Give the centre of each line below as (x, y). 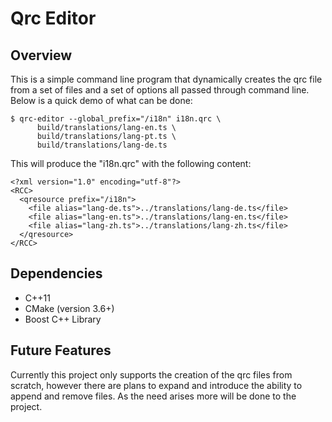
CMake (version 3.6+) (69, 308)
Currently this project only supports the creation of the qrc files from (151, 374)
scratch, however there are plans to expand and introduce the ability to (156, 385)
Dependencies (56, 273)
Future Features (61, 350)
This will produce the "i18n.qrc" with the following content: (131, 163)
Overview (41, 55)
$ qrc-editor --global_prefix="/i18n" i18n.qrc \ (116, 119)
